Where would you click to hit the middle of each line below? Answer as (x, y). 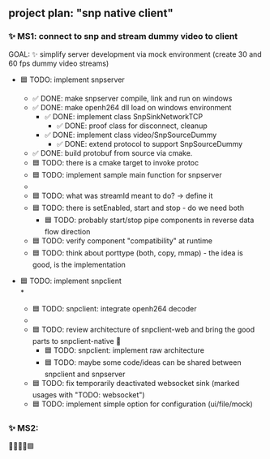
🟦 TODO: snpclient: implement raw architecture (124, 350)
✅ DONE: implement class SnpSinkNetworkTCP (124, 116)
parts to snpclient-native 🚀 (77, 341)
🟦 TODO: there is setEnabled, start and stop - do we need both (138, 208)
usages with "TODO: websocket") (88, 395)
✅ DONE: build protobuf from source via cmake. (112, 152)
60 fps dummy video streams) (59, 63)
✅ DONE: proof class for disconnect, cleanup (132, 126)
